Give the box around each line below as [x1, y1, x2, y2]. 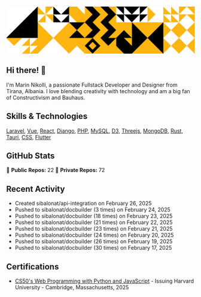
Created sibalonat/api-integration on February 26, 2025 [14, 200, 152, 207]
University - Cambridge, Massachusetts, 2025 [14, 284, 129, 291]
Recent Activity [6, 183, 65, 194]
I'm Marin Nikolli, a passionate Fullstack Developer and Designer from [6, 81, 178, 88]
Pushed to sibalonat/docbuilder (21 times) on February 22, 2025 [14, 219, 173, 226]
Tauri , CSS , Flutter [6, 133, 51, 140]
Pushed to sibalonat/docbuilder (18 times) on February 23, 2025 [14, 213, 173, 220]
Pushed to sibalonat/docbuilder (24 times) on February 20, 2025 [14, 231, 174, 239]
